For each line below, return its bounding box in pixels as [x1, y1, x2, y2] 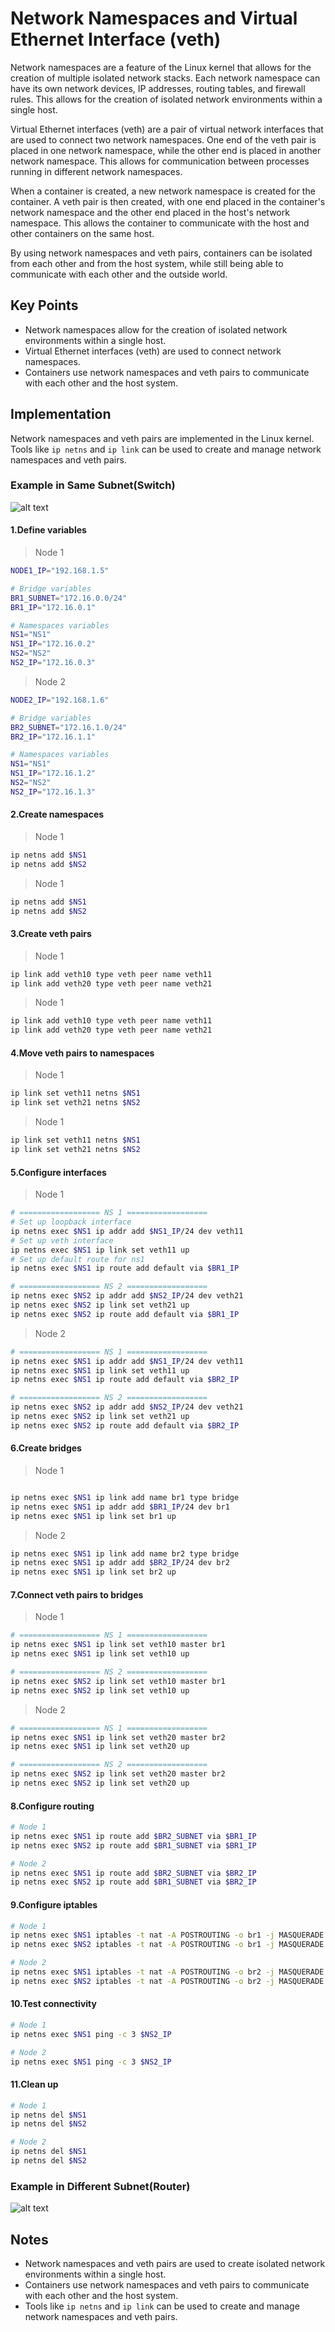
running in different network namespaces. [10, 165, 183, 177]
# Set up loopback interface [10, 1217, 132, 1227]
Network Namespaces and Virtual [10, 7, 298, 30]
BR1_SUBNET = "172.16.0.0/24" [10, 593, 128, 603]
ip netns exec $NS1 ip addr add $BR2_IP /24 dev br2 [10, 1558, 230, 1568]
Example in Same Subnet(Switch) [10, 478, 176, 492]
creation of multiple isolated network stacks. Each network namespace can [10, 72, 321, 84]
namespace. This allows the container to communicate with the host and [10, 217, 310, 229]
